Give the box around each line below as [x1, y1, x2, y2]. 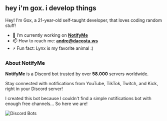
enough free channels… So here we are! [5, 101, 88, 107]
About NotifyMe [5, 59, 45, 66]
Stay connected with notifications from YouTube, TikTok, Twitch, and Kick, [5, 81, 158, 87]
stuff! [5, 22, 16, 28]
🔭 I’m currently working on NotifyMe [12, 32, 88, 38]
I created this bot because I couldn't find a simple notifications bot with [5, 96, 151, 102]
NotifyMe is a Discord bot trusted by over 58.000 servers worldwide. [5, 71, 149, 77]
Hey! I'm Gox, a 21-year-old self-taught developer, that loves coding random [5, 17, 162, 23]
